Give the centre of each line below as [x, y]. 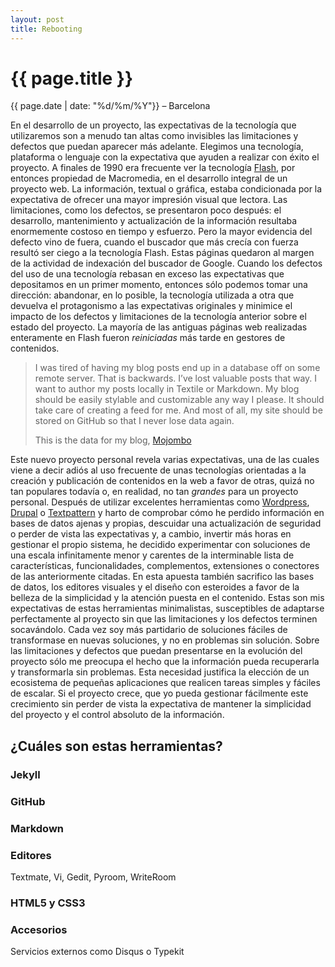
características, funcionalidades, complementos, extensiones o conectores [165, 566]
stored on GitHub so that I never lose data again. [134, 421]
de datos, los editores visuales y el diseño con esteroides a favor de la [155, 587]
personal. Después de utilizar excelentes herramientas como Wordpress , [160, 502]
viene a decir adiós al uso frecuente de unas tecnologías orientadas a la [158, 470]
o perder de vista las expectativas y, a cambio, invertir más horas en [151, 534]
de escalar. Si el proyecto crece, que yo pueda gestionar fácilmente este [159, 693]
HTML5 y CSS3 [48, 903]
